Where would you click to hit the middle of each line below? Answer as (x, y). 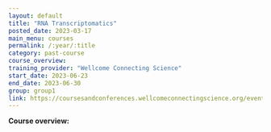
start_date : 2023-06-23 (48, 76)
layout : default (35, 16)
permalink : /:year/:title (52, 46)
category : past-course (46, 53)
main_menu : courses (41, 38)
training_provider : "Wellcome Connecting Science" (95, 68)
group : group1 (32, 91)
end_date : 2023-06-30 (45, 83)
